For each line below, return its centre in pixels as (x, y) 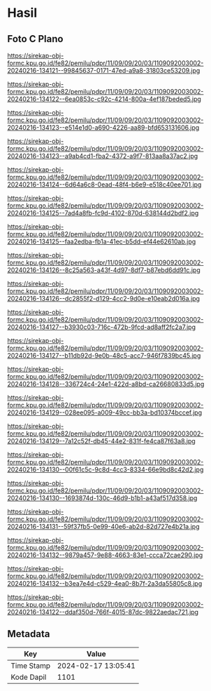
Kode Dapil (29, 677)
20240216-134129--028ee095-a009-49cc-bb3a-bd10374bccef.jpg (105, 412)
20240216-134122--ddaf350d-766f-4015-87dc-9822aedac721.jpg (103, 612)
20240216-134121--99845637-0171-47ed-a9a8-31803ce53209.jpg (104, 71)
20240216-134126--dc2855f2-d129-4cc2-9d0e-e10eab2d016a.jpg (104, 298)
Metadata (29, 634)
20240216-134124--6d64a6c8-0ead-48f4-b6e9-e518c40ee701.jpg (104, 185)
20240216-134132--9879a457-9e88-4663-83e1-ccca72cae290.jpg (105, 555)
